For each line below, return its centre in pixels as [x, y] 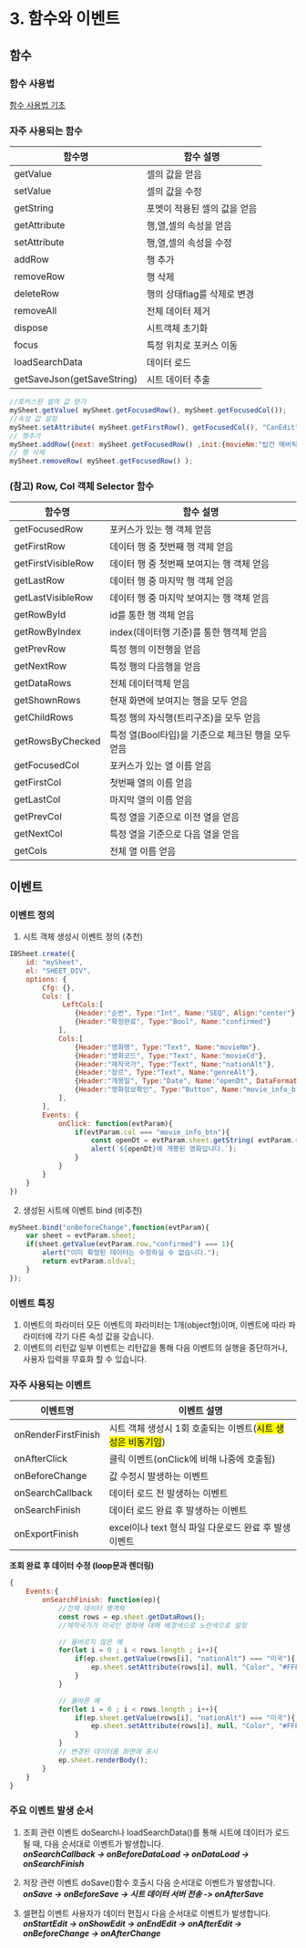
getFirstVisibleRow [54, 564]
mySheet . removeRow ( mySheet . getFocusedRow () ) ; [102, 462]
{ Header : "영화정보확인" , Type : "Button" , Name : [158, 1090]
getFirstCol [38, 783]
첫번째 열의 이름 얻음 [151, 783]
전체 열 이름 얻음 [142, 851]
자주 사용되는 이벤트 [51, 1385]
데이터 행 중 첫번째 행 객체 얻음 [171, 547]
